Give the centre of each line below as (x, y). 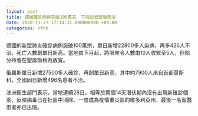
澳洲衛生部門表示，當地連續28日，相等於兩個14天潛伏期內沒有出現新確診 (95, 92)
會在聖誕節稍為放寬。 (42, 60)
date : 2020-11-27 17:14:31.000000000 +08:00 (62, 22)
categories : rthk (27, 28)
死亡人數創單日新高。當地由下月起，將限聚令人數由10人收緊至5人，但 (100, 53)
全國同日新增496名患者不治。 (52, 80)
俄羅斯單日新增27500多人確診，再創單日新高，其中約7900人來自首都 (90, 73)
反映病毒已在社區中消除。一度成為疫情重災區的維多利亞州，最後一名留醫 (104, 100)
